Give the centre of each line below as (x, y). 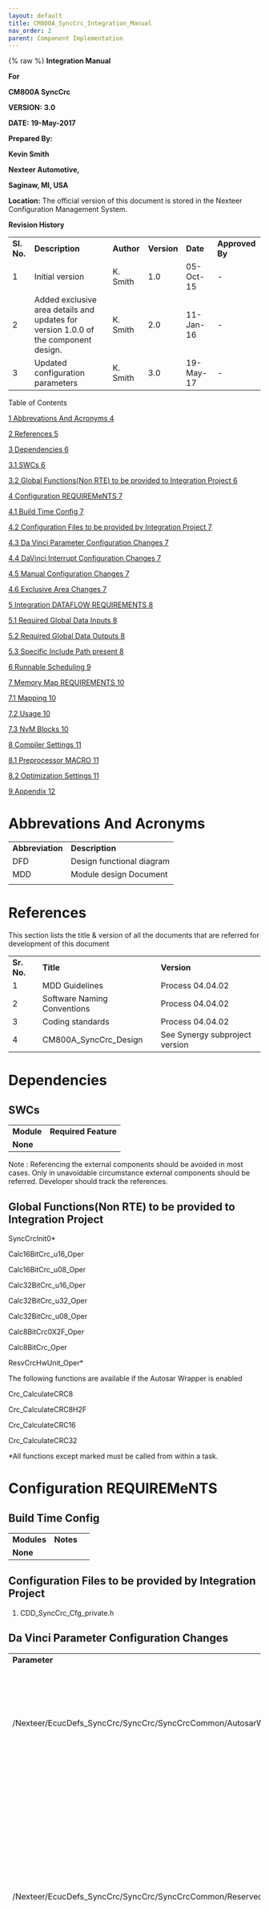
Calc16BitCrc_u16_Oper (46, 1254)
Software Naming (75, 999)
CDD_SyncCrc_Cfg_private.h (67, 1612)
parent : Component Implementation (66, 38)
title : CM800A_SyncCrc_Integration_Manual (80, 23)
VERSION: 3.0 (32, 107)
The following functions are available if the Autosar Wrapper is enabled (125, 1378)
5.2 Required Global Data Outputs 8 (67, 636)
